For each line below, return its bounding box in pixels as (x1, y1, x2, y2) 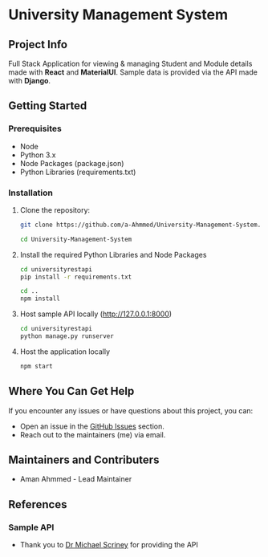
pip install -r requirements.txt (19, 273, 132, 281)
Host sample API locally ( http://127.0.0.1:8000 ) (19, 309, 173, 319)
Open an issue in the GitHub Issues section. (19, 421, 164, 431)
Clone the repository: (19, 205, 91, 214)
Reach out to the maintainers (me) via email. (19, 429, 166, 439)
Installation (8, 187, 54, 198)
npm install (19, 295, 60, 303)
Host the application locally (19, 347, 111, 356)
